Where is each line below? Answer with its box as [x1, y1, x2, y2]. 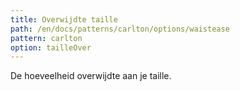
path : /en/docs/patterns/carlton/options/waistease [10, 24, 230, 34]
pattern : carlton [10, 33, 83, 43]
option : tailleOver [10, 42, 92, 53]
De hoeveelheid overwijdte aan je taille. [10, 70, 172, 82]
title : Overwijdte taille [10, 14, 118, 25]
